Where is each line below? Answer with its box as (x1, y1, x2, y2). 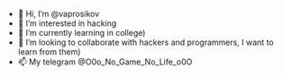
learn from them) (17, 46, 81, 57)
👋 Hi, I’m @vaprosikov (17, 9, 100, 19)
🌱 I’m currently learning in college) (17, 28, 146, 38)
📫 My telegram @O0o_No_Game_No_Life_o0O (17, 56, 193, 67)
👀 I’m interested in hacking (17, 18, 117, 29)
